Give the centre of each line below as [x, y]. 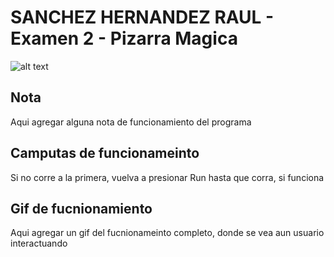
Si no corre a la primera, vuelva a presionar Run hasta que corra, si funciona [167, 177]
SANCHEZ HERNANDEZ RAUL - [142, 17]
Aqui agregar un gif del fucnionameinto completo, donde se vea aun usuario [167, 233]
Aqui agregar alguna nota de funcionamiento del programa [131, 122]
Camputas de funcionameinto [105, 153]
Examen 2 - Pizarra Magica [124, 38]
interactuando [39, 243]
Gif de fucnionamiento [81, 208]
